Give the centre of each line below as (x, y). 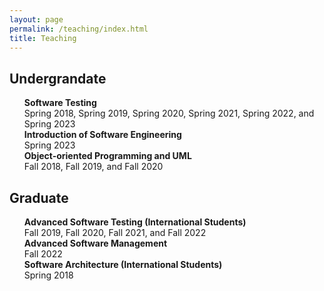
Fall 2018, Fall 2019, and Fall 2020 (93, 167)
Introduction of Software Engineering (102, 135)
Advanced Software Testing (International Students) (135, 222)
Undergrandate (58, 78)
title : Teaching (43, 38)
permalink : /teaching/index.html (79, 29)
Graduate (39, 197)
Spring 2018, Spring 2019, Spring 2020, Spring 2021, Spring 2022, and (169, 113)
